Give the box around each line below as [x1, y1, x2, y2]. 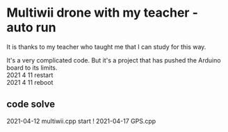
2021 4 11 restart [6, 71, 54, 79]
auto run [6, 19, 56, 35]
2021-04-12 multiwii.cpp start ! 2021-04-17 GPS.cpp [6, 117, 156, 125]
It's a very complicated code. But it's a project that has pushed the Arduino [6, 56, 221, 64]
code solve [6, 99, 56, 110]
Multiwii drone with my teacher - [6, 5, 199, 21]
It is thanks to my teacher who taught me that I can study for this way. [6, 42, 206, 51]
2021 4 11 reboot [6, 78, 54, 86]
